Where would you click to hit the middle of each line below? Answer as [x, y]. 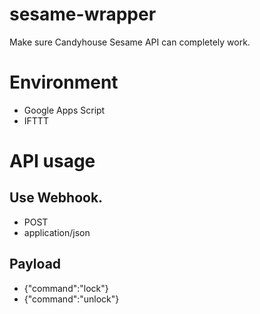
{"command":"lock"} [66, 288]
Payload [35, 264]
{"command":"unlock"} [71, 299]
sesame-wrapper [83, 14]
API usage [52, 161]
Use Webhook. [56, 198]
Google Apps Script [64, 110]
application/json [57, 232]
